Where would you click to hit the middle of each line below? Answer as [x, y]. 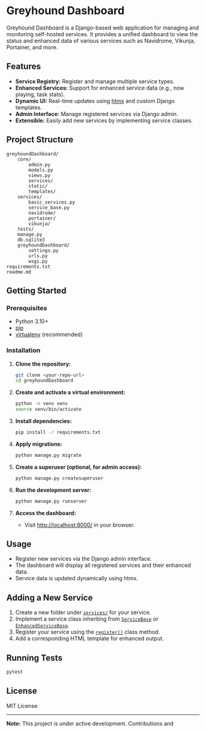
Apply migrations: [39, 444]
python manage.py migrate [48, 455]
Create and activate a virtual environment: [70, 393]
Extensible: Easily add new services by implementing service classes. [104, 120]
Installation [24, 350]
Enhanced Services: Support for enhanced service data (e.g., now [100, 88]
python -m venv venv [41, 404]
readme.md [19, 272]
